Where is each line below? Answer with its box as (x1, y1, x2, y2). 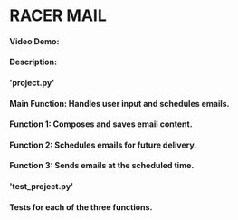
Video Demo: (9, 35, 60, 46)
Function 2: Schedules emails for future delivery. (9, 139, 197, 150)
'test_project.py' (9, 180, 74, 191)
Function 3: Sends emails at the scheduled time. (9, 160, 195, 171)
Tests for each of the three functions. (9, 201, 153, 213)
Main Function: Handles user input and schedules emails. (9, 98, 230, 109)
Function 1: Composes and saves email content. (9, 119, 193, 129)
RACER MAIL (9, 5, 107, 26)
